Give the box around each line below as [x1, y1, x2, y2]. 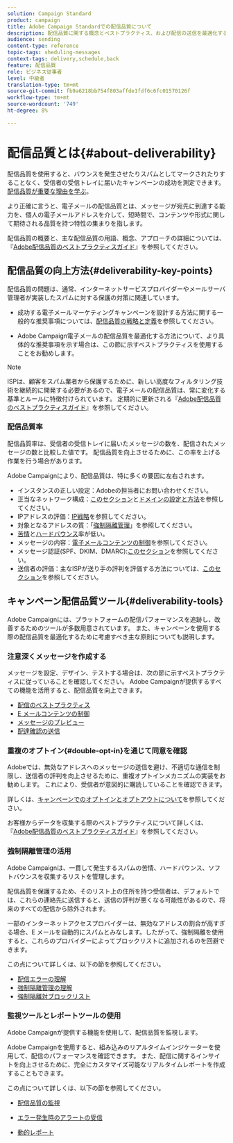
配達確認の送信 [17, 727, 60, 735]
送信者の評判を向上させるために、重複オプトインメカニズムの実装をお [25, 772, 226, 780]
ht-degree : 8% [7, 107, 49, 114]
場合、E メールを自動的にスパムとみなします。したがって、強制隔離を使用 [12, 928, 224, 936]
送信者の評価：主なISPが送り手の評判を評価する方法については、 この [17, 564, 215, 573]
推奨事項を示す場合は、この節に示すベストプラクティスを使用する [35, 340, 224, 348]
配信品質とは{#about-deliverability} [7, 145, 216, 161]
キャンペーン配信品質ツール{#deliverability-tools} [7, 595, 224, 607]
